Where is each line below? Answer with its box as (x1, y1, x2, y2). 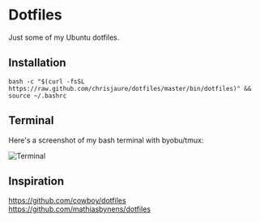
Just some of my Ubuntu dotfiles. (8, 32, 120, 42)
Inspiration (8, 174, 65, 188)
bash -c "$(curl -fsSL (8, 77, 85, 86)
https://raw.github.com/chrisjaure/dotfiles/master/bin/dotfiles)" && (8, 84, 252, 92)
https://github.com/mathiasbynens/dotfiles (8, 204, 151, 214)
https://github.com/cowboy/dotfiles (8, 196, 127, 206)
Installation (8, 56, 66, 70)
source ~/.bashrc (8, 92, 67, 100)
